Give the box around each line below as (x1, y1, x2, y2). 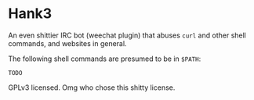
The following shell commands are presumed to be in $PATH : (8, 54, 201, 63)
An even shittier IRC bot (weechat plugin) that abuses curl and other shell (8, 30, 247, 40)
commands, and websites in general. (8, 38, 127, 48)
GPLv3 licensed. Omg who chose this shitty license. (8, 83, 176, 92)
